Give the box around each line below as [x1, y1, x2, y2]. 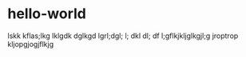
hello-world [7, 5, 87, 23]
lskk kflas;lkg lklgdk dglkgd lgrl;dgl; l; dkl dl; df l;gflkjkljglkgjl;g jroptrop [7, 31, 239, 40]
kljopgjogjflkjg [7, 39, 54, 48]
